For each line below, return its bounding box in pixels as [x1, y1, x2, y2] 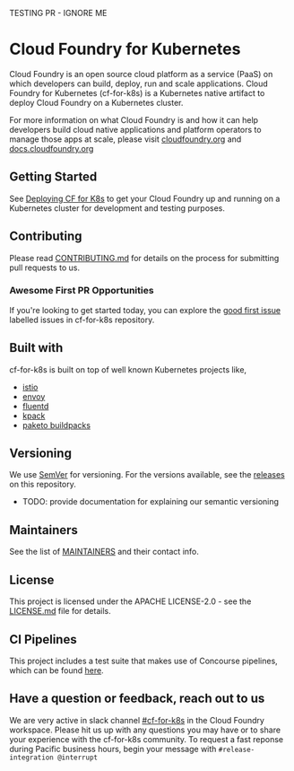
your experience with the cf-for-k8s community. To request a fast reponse [9, 733, 284, 744]
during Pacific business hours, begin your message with [9, 743, 217, 754]
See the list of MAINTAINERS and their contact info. [9, 547, 199, 557]
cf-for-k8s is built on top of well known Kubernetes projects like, [9, 364, 247, 375]
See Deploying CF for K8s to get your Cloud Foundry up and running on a [9, 193, 281, 204]
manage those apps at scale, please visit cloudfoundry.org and [9, 134, 242, 145]
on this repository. [9, 479, 76, 490]
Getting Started [9, 170, 98, 185]
